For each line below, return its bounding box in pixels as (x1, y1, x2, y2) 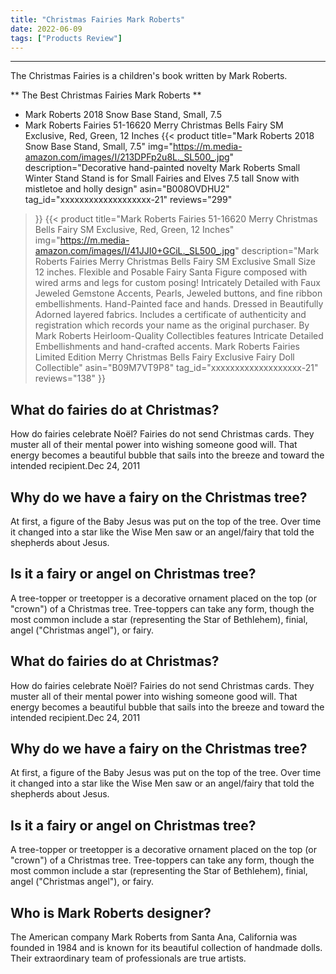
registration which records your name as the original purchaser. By (34, 319, 310, 331)
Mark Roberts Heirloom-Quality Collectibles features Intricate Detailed (34, 330, 324, 342)
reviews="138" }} (34, 372, 106, 385)
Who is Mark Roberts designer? (10, 904, 212, 921)
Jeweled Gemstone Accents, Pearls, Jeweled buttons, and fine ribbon (34, 287, 323, 300)
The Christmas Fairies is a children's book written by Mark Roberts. (10, 70, 288, 82)
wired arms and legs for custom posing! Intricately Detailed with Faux (34, 277, 321, 289)
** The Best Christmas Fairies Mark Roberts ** (10, 89, 202, 101)
